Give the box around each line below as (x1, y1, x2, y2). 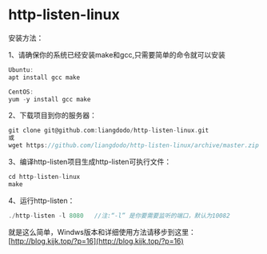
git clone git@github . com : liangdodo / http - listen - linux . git (8, 126, 209, 135)
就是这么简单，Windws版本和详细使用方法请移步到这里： (8, 227, 196, 236)
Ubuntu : (8, 65, 34, 73)
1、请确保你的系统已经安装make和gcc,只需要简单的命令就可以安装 (8, 50, 225, 59)
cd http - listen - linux (8, 173, 81, 181)
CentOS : (8, 88, 34, 96)
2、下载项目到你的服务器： (8, 110, 98, 121)
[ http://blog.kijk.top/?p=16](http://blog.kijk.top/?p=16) (8, 236, 184, 245)
